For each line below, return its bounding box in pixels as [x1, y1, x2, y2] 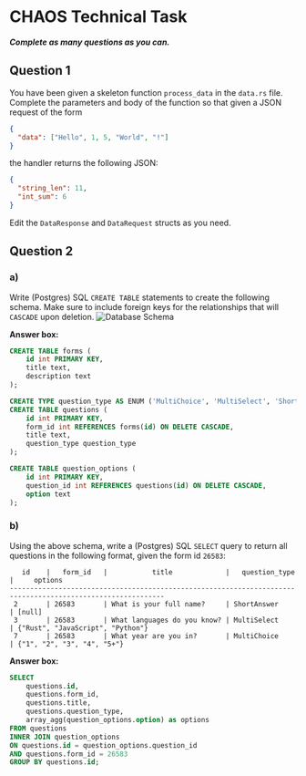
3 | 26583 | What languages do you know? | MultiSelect [13, 616, 280, 625]
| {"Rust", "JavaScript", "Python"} [9, 623, 148, 633]
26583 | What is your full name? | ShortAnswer [54, 599, 280, 608]
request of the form [9, 107, 83, 118]
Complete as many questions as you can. [9, 36, 170, 47]
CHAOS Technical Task [9, 6, 189, 27]
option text [25, 490, 71, 499]
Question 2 [9, 243, 74, 259]
